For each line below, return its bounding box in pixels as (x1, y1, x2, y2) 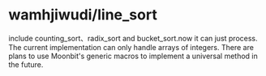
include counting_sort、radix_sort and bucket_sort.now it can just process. (8, 33, 258, 43)
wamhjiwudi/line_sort (8, 6, 158, 24)
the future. (8, 59, 44, 70)
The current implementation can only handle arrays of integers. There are (8, 42, 254, 52)
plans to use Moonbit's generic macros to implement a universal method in (8, 51, 258, 61)
